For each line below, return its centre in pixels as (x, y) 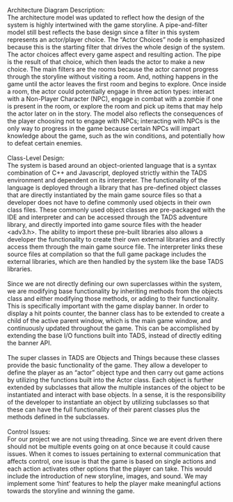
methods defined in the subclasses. (58, 417)
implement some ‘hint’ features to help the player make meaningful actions (114, 484)
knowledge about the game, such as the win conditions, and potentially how (116, 136)
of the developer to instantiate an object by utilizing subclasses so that (109, 402)
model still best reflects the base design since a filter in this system (104, 32)
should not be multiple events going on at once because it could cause (109, 446)
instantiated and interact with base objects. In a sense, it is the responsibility (116, 395)
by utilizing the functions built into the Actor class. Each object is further (111, 380)
